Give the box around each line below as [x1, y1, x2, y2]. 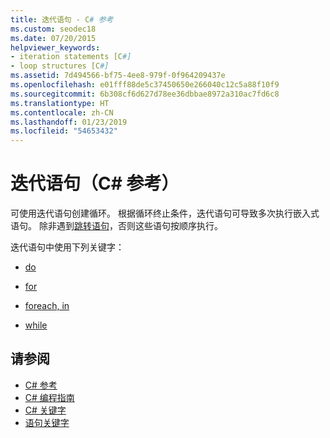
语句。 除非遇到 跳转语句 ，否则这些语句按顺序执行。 [10, 220, 223, 232]
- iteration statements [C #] [10, 52, 132, 62]
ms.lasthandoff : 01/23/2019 [10, 117, 128, 127]
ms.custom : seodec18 [10, 24, 97, 34]
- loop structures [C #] [10, 61, 110, 71]
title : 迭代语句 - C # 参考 [10, 14, 114, 25]
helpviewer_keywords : [10, 42, 101, 53]
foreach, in [24, 300, 70, 312]
